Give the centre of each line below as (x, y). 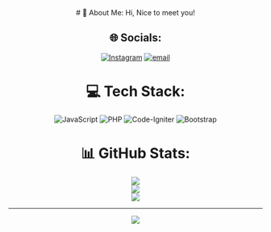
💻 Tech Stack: (135, 91)
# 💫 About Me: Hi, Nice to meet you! (135, 12)
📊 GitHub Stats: (135, 153)
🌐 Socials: (135, 38)
